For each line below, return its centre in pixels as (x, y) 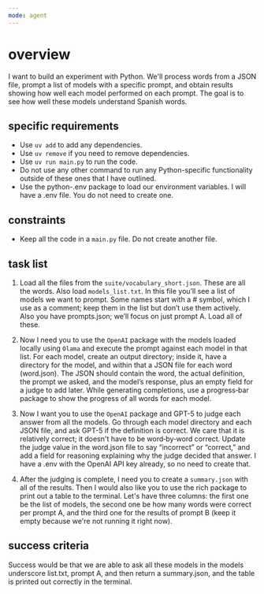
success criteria (48, 546)
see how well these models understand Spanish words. (98, 101)
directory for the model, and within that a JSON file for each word (126, 365)
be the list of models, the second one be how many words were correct (136, 504)
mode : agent (28, 15)
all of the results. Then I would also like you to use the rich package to (133, 488)
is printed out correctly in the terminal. (70, 581)
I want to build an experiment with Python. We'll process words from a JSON (132, 76)
